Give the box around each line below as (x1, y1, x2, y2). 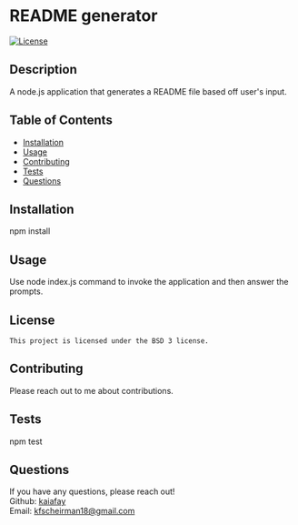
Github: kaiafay (9, 496, 66, 507)
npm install (9, 226, 51, 237)
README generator (9, 5, 158, 26)
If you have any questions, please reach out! (9, 486, 175, 497)
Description (9, 62, 77, 77)
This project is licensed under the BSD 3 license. (9, 337, 209, 346)
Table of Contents (9, 113, 114, 128)
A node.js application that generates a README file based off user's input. (9, 86, 288, 96)
